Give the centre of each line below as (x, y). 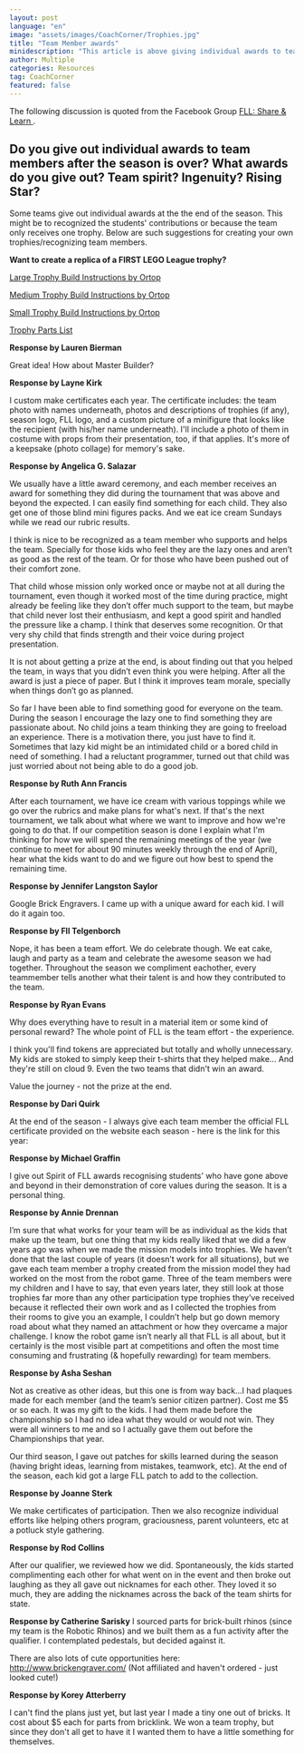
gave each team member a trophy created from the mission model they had (150, 1269)
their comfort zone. (45, 569)
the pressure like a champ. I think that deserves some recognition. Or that (146, 625)
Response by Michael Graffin (65, 1158)
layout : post (34, 18)
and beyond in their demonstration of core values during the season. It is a (148, 1185)
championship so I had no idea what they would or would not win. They (142, 1419)
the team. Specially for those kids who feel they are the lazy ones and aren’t (151, 550)
